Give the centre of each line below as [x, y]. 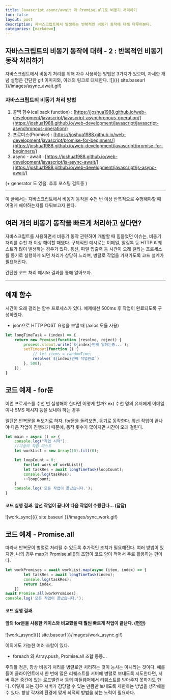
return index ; [38, 584]
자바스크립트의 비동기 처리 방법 [41, 100]
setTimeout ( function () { [51, 349]
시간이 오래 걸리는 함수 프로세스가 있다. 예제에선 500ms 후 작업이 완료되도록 [81, 308]
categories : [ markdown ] [31, 29]
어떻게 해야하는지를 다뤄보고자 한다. [41, 205]
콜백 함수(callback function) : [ [44, 112]
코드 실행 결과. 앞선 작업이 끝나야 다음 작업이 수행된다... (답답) [66, 505]
